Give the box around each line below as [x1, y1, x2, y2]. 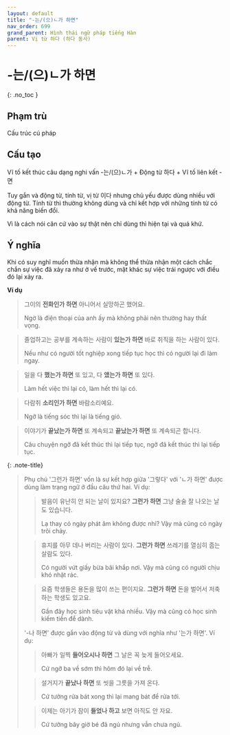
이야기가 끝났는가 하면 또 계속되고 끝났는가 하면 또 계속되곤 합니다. [23, 426, 201, 434]
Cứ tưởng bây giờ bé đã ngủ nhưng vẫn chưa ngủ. [41, 720, 182, 728]
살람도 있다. [41, 549, 73, 557]
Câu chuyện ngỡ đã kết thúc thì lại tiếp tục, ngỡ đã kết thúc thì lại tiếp [23, 440, 220, 448]
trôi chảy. [41, 526, 68, 535]
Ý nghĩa [7, 239, 41, 251]
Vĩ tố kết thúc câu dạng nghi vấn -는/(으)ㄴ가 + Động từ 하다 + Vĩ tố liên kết [7, 168, 218, 176]
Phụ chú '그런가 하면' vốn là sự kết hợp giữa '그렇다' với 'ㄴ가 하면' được [23, 475, 223, 483]
